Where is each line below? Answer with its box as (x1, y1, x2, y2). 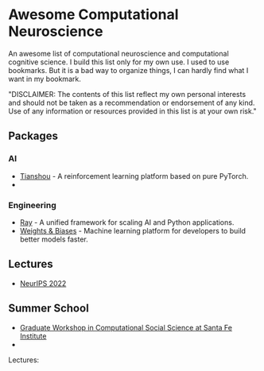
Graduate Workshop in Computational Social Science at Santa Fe (19, 323, 233, 332)
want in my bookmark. (8, 74, 81, 83)
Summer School (8, 302, 89, 315)
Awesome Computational (8, 6, 179, 24)
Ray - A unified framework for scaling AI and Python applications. (19, 217, 235, 227)
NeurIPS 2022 (19, 278, 67, 288)
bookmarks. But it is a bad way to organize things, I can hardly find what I (8, 65, 249, 75)
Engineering (8, 199, 57, 211)
